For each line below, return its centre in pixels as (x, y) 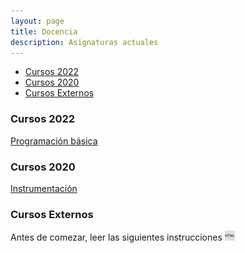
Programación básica (54, 141)
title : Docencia (44, 31)
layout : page (37, 21)
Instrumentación (44, 188)
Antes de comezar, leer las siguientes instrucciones (116, 237)
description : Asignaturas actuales (84, 42)
